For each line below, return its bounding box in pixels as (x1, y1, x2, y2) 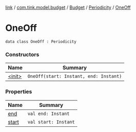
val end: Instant (27, 111, 70, 117)
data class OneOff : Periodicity (5, 39, 77, 44)
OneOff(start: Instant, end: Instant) (27, 74, 122, 79)
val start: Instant (27, 119, 75, 125)
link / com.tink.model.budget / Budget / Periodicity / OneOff (5, 5, 131, 10)
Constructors (5, 51, 39, 58)
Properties (5, 88, 32, 95)
